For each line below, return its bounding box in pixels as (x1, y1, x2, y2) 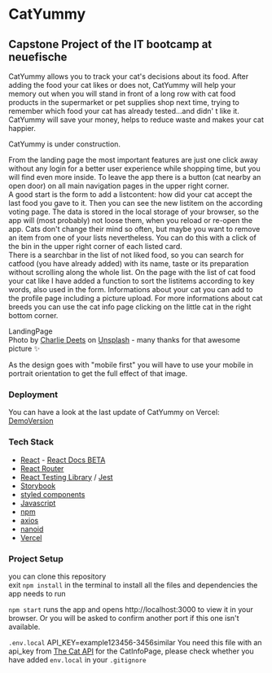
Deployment (8, 388, 59, 400)
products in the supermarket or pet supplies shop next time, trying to (8, 98, 240, 107)
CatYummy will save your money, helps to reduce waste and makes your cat (8, 115, 265, 125)
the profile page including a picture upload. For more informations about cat (8, 294, 263, 303)
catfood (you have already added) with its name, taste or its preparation (8, 259, 249, 269)
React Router (20, 463, 64, 473)
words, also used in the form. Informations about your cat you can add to (8, 285, 253, 294)
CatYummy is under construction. (8, 139, 121, 149)
